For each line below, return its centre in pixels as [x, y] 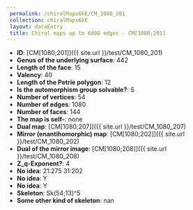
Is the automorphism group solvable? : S [76, 90]
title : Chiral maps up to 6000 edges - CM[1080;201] [88, 33]
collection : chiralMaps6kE [49, 20]
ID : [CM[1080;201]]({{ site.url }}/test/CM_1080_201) [90, 53]
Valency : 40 [34, 75]
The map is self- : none [49, 120]
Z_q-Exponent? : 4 [43, 163]
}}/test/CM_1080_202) [48, 142]
